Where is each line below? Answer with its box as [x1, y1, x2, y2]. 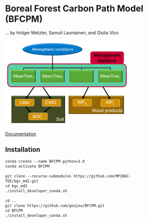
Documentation [5, 131, 37, 137]
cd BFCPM [5, 208, 23, 213]
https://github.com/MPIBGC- [73, 174, 132, 179]
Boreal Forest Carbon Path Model [5, 3, 144, 14]
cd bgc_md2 [5, 184, 28, 189]
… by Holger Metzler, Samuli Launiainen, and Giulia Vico [5, 30, 119, 35]
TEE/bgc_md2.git [5, 179, 38, 184]
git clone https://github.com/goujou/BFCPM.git [5, 203, 105, 208]
